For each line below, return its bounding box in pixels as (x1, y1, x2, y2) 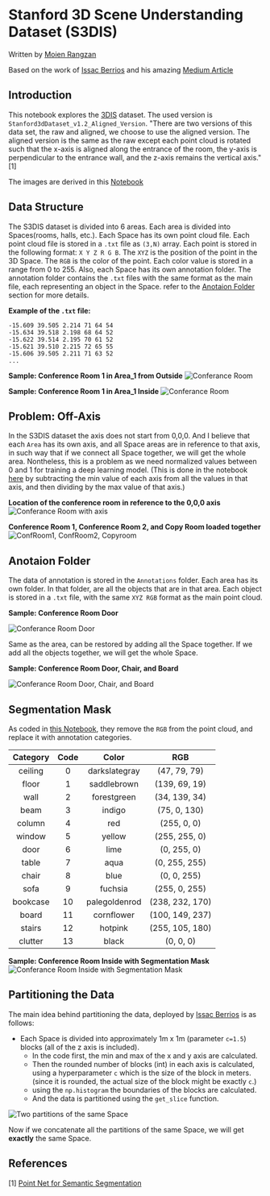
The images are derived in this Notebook (8, 176, 143, 186)
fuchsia (99, 883, 128, 894)
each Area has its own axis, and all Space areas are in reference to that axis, (8, 439, 260, 449)
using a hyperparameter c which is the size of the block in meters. (31, 1068, 251, 1078)
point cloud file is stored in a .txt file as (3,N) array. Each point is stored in (8, 239, 257, 248)
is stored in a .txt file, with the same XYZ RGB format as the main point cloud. (8, 592, 263, 602)
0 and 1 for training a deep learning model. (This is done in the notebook (8, 465, 248, 475)
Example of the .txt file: (8, 305, 91, 315)
